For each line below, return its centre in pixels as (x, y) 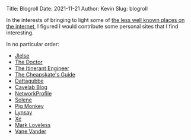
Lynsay (23, 112)
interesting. (20, 33)
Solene (23, 100)
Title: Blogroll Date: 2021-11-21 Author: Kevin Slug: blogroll (77, 9)
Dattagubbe (29, 81)
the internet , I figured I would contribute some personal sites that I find (92, 26)
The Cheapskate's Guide (45, 74)
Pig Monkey (29, 106)
